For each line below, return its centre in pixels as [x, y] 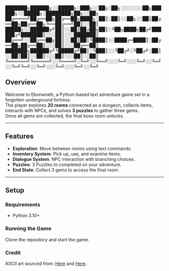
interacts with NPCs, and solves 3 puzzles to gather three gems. [72, 110]
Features [19, 137]
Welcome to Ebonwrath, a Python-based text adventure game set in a [77, 94]
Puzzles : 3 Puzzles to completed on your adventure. [67, 164]
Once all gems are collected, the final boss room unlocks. [65, 116]
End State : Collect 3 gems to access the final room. [66, 170]
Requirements [23, 205]
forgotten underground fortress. [38, 100]
